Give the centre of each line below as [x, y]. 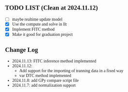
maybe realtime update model [37, 19]
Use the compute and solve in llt [39, 24]
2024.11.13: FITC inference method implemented [54, 61]
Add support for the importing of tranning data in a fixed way [71, 71]
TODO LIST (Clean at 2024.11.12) [51, 8]
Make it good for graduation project [42, 34]
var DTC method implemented [45, 76]
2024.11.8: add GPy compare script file [45, 81]
